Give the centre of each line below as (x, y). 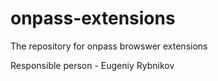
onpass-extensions (93, 18)
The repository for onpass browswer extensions (109, 46)
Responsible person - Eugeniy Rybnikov (92, 65)
